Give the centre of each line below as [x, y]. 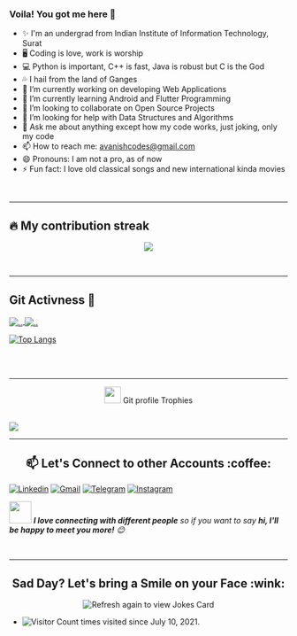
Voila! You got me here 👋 [63, 14]
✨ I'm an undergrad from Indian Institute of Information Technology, [145, 34]
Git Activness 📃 [52, 300]
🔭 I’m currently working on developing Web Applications [124, 89]
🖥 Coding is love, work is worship [83, 53]
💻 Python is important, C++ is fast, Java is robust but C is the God [143, 66]
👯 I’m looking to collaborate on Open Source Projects [118, 108]
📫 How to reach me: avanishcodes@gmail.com [109, 146]
